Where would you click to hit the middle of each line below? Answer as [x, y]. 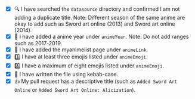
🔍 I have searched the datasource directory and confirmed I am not [97, 9]
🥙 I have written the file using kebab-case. [66, 75]
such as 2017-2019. [38, 44]
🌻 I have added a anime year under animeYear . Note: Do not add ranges [101, 36]
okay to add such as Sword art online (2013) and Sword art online [95, 24]
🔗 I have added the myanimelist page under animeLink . [81, 49]
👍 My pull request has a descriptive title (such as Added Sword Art [95, 81]
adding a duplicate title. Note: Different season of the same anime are [100, 18]
